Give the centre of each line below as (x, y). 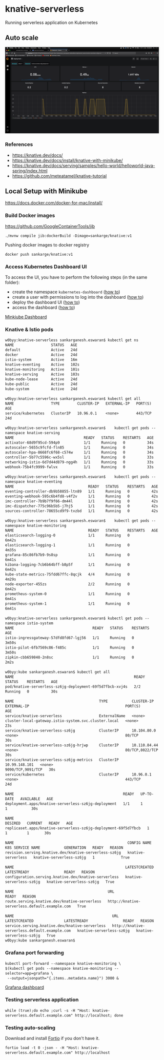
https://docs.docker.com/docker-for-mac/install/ (54, 203)
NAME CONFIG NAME (78, 843)
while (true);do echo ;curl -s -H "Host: (48, 1010)
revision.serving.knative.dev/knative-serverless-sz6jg (63, 853)
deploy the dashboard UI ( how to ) (46, 302)
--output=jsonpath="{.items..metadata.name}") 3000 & (63, 978)
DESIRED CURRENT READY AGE (39, 823)
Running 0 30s (31, 692)
